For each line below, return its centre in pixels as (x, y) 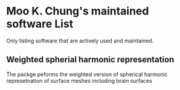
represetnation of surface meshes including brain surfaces (79, 80)
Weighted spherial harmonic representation (90, 59)
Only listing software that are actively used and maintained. (80, 40)
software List (40, 24)
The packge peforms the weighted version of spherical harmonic (87, 74)
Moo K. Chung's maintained (78, 11)
